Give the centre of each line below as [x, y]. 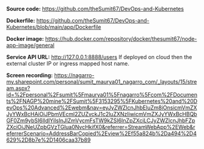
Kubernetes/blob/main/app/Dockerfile [54, 27]
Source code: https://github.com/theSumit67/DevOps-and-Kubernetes [95, 9]
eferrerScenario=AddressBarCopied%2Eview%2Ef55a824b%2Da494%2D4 [102, 133]
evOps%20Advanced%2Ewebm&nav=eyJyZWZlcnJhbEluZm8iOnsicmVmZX [102, 108]
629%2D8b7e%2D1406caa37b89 [49, 140]
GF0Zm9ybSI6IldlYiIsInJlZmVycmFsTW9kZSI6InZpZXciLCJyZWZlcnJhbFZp [101, 120]
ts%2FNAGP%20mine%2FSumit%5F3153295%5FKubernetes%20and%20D [102, 101]
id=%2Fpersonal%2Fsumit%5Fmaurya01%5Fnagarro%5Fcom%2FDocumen [102, 95]
